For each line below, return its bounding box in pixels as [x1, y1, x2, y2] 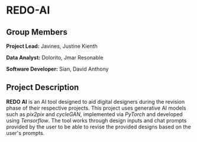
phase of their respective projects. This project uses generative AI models [6, 104, 186, 111]
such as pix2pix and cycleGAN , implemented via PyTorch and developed [6, 110, 183, 118]
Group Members [6, 27, 68, 37]
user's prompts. [6, 129, 45, 136]
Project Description [6, 82, 79, 93]
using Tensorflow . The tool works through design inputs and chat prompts [6, 117, 187, 124]
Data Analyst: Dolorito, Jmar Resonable [6, 54, 104, 61]
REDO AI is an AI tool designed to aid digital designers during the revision [6, 98, 185, 105]
